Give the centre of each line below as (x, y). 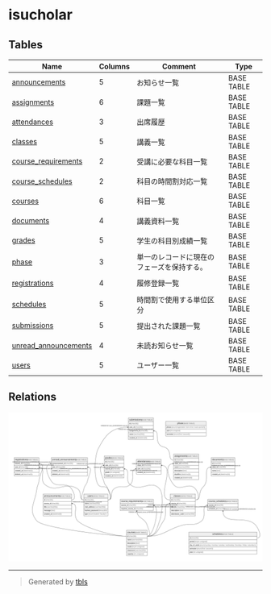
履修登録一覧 (158, 283)
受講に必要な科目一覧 (172, 161)
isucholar (41, 15)
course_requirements (47, 161)
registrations (33, 283)
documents (31, 220)
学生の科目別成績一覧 (172, 240)
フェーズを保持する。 (172, 267)
